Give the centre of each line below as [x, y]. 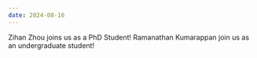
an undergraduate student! [51, 45]
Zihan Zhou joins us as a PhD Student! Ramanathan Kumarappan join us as [129, 37]
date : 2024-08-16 [37, 15]
